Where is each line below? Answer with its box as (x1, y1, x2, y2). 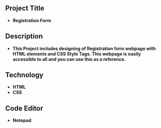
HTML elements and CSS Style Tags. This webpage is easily (12, 50, 141, 57)
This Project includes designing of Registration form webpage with (12, 45, 156, 51)
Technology (5, 71, 44, 80)
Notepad (12, 117, 32, 123)
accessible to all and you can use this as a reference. (12, 56, 126, 62)
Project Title (5, 4, 44, 13)
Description (5, 32, 43, 41)
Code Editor (5, 104, 43, 112)
